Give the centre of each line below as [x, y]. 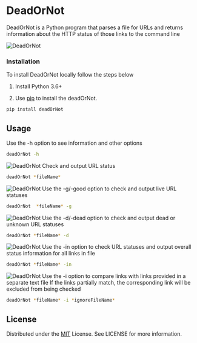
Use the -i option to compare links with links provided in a [114, 276]
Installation [23, 61]
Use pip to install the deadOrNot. [56, 99]
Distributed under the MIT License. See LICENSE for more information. [94, 334]
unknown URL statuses [35, 224]
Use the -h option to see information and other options [74, 143]
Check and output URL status [79, 165]
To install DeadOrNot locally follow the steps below [70, 75]
